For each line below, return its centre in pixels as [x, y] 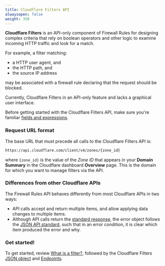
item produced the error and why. [46, 229]
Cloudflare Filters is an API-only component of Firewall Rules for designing [82, 33]
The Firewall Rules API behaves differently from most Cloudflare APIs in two [82, 194]
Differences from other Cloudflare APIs [53, 183]
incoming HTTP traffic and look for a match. [50, 44]
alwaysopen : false [24, 14]
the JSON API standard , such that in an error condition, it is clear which [85, 224]
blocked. [14, 88]
